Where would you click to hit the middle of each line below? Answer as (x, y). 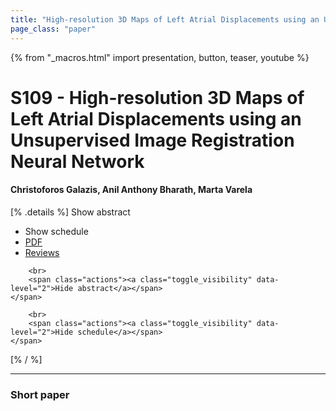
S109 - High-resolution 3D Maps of (157, 97)
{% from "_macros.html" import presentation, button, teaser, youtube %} (160, 57)
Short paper (40, 394)
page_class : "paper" (53, 29)
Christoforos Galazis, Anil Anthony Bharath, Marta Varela (131, 190)
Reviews (42, 252)
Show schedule (56, 231)
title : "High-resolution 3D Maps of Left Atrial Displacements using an (165, 19)
